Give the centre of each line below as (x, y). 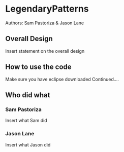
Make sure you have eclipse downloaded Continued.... (62, 79)
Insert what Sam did (26, 121)
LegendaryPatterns (47, 9)
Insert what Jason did (28, 144)
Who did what (28, 95)
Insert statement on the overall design (45, 51)
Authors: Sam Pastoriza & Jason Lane (45, 23)
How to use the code (39, 67)
